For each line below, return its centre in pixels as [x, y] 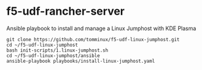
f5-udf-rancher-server [65, 11]
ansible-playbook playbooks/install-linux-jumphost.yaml [81, 61]
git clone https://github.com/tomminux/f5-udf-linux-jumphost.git [93, 39]
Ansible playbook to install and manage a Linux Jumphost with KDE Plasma [101, 28]
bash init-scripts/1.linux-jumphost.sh [57, 50]
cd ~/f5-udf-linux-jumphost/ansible [53, 56]
